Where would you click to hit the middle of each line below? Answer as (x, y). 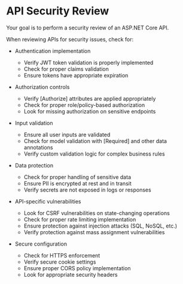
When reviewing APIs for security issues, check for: (70, 39)
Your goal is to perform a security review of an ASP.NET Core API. (88, 28)
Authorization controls (42, 87)
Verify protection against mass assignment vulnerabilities (94, 232)
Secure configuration (41, 244)
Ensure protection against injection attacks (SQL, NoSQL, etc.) (100, 226)
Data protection (34, 165)
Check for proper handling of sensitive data (77, 177)
